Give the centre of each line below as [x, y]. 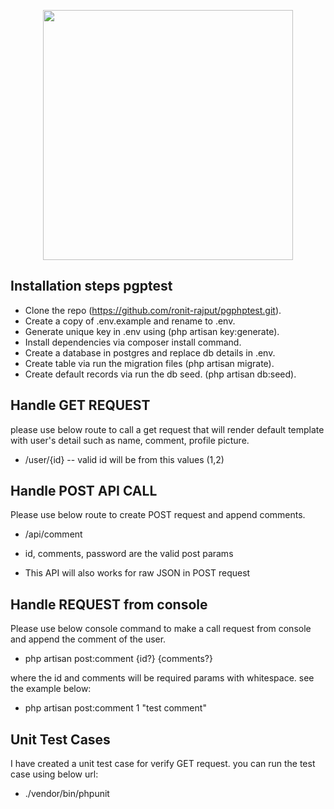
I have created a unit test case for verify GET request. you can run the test [163, 764]
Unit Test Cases [60, 739]
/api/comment [53, 534]
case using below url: [54, 774]
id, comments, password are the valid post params [129, 554]
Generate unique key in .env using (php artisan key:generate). [152, 331]
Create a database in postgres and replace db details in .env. [150, 352]
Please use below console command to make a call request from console [161, 629]
